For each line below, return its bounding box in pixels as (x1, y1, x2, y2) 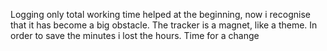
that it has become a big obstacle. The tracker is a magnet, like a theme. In (10, 19, 318, 31)
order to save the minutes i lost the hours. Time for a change (10, 30, 260, 41)
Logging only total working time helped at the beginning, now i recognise (10, 9, 311, 20)
